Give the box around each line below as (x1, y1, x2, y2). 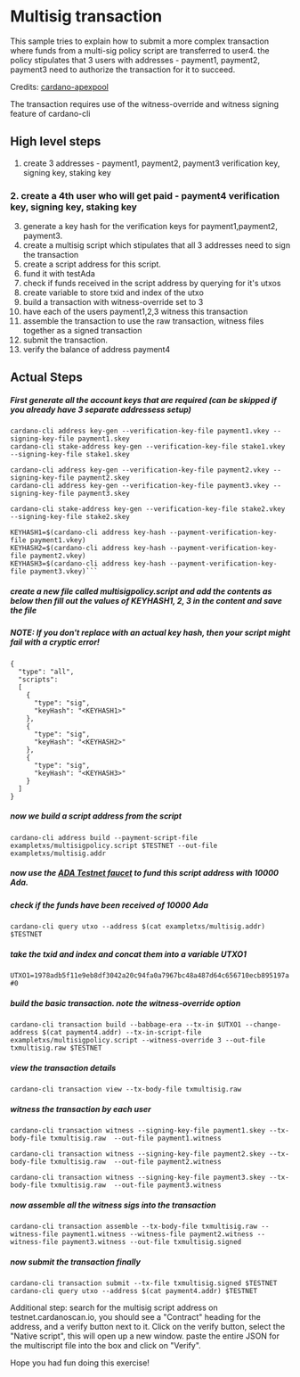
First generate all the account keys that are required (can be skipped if (10, 395, 277, 406)
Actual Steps (10, 370, 83, 385)
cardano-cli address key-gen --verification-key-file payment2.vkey (10, 466, 270, 474)
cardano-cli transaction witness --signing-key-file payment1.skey (10, 1126, 266, 1134)
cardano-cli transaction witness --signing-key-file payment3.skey (10, 1173, 266, 1182)
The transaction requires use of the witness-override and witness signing (10, 98, 280, 109)
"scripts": (18, 675, 59, 684)
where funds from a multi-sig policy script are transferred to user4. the (10, 45, 270, 55)
